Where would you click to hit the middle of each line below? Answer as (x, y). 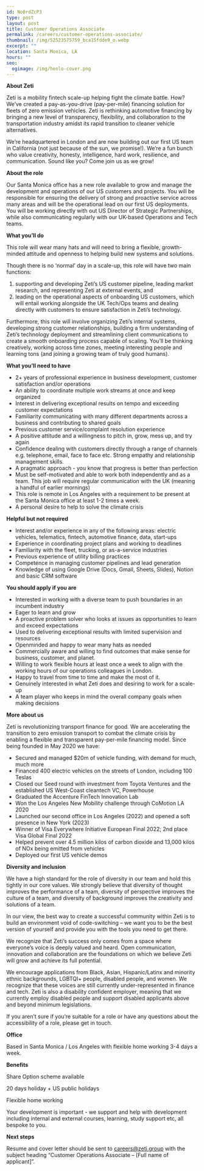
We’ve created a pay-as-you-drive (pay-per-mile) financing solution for (96, 104)
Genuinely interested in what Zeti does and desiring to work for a (97, 684)
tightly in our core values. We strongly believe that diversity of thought (94, 885)
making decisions (37, 703)
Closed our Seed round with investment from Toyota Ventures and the (103, 784)
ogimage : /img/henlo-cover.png (51, 69)
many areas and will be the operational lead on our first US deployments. (98, 204)
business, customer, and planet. (55, 658)
